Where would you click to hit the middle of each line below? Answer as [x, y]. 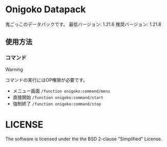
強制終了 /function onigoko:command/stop [57, 103]
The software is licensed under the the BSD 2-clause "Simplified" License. [84, 139]
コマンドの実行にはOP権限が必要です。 [47, 80]
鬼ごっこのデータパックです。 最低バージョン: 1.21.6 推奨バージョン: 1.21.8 [83, 24]
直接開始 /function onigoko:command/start [58, 97]
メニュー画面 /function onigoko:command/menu [61, 91]
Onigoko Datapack [46, 9]
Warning [14, 69]
